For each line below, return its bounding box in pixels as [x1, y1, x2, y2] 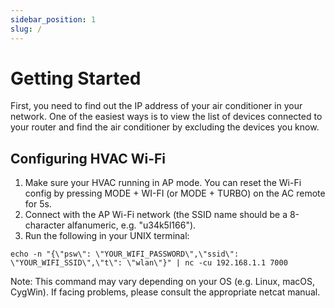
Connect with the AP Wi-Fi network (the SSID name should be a [24, 209, 288, 221]
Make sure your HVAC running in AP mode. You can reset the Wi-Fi [24, 177, 302, 189]
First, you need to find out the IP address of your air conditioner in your [10, 100, 303, 112]
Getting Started [10, 67, 142, 90]
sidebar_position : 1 [10, 14, 97, 25]
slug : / [10, 24, 43, 34]
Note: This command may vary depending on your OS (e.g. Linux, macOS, [10, 276, 316, 288]
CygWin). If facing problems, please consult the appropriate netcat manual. [10, 286, 321, 298]
